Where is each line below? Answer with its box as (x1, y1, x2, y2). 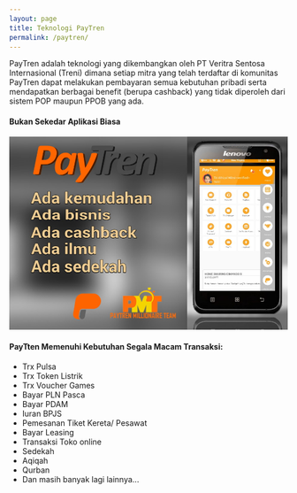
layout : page (9, 14, 57, 23)
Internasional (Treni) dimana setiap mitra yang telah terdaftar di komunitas (9, 67, 278, 79)
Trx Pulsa (21, 361, 57, 372)
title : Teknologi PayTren (9, 23, 104, 33)
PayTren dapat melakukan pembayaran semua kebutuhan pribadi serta (9, 77, 267, 88)
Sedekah (21, 445, 55, 456)
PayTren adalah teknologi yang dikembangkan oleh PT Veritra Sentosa (9, 58, 265, 69)
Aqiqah (21, 455, 49, 466)
